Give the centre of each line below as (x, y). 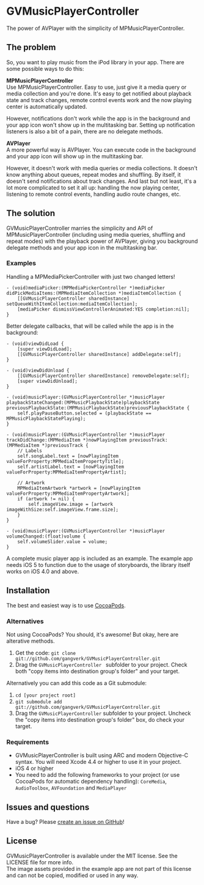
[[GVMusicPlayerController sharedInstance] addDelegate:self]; (100, 354)
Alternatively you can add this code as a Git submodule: (77, 683)
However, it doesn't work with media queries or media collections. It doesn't (102, 168)
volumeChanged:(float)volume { (46, 536)
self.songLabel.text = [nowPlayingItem (68, 456)
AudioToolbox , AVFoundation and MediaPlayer (71, 788)
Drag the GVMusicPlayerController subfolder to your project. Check (101, 664)
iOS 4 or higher (34, 768)
